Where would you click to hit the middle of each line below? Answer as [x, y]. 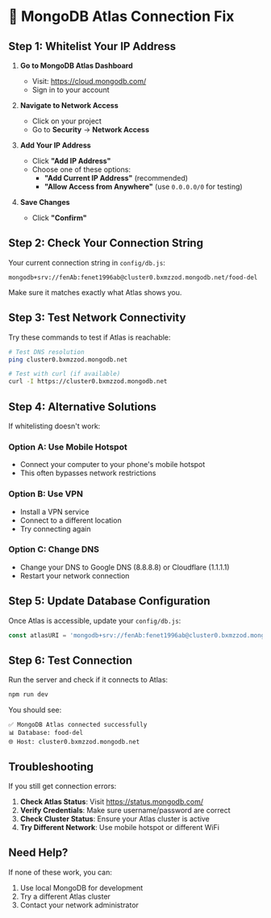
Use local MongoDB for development [81, 887]
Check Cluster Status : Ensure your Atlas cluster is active [115, 819]
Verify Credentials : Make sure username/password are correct [125, 811]
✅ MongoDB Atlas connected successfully [78, 725]
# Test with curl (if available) [65, 374]
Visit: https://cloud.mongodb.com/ [89, 81]
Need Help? [38, 853]
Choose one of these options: [81, 169]
